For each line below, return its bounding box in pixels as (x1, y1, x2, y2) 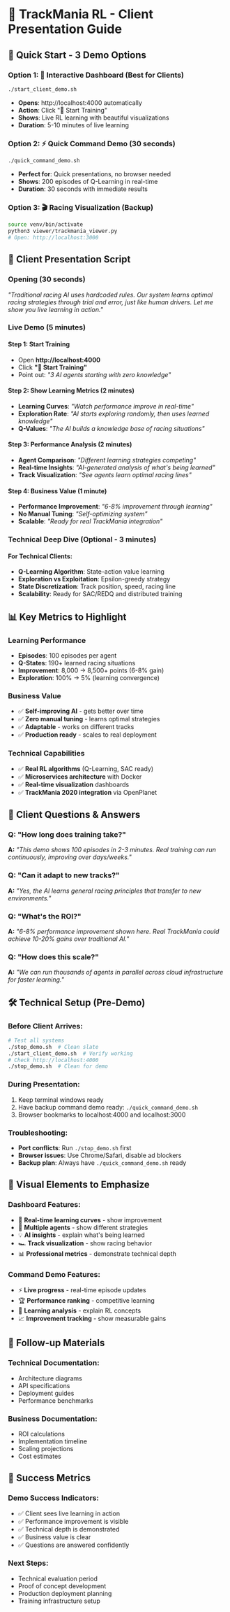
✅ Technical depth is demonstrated (17, 1525, 120, 1533)
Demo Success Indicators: (8, 1493, 100, 1503)
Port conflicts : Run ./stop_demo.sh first (17, 1143, 132, 1152)
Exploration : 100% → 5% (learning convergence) (17, 674, 160, 682)
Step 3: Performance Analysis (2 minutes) (8, 440, 132, 448)
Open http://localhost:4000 (17, 355, 101, 364)
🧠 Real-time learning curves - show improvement (17, 1215, 162, 1224)
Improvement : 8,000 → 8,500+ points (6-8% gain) (17, 666, 164, 674)
